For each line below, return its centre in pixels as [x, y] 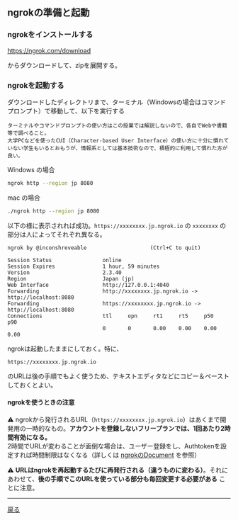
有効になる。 [32, 437]
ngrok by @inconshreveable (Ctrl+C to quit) [104, 248]
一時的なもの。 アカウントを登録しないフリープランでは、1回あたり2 [125, 428]
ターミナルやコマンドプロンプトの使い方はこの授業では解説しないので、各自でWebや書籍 [118, 125]
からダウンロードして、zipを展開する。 [64, 65]
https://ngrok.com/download [49, 50]
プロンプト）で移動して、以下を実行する [66, 111]
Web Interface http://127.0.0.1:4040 [89, 285]
